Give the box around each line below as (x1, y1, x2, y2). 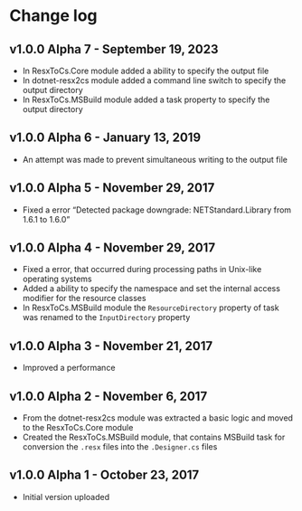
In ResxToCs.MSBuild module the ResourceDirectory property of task (22, 302, 279, 313)
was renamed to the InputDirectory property (22, 312, 191, 323)
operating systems (22, 273, 92, 285)
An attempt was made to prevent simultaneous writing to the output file (22, 154, 288, 165)
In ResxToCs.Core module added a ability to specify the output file (22, 65, 269, 76)
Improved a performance (22, 363, 116, 374)
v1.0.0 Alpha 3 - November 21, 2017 (9, 338, 213, 354)
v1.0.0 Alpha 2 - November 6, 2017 (9, 388, 208, 403)
